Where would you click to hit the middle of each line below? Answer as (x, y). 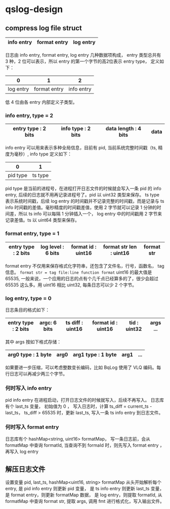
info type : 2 (76, 129)
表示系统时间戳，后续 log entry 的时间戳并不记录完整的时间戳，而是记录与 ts (85, 201)
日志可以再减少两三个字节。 (38, 373)
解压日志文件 (25, 469)
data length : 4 (123, 129)
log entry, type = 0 (28, 298)
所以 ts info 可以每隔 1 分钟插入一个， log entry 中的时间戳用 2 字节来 (90, 214)
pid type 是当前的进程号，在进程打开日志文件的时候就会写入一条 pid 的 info (83, 189)
